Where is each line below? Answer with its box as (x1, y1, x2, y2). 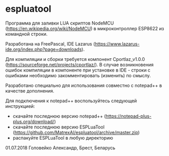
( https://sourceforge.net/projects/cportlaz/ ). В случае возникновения (5, 61, 154, 68)
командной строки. (5, 31, 48, 37)
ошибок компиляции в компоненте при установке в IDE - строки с (5, 67, 151, 73)
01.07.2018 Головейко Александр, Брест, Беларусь (5, 144, 116, 151)
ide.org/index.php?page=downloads (5, 46, 82, 52)
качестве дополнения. (5, 87, 55, 94)
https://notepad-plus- (105, 113, 152, 119)
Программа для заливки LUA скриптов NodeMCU (5, 20, 114, 26)
